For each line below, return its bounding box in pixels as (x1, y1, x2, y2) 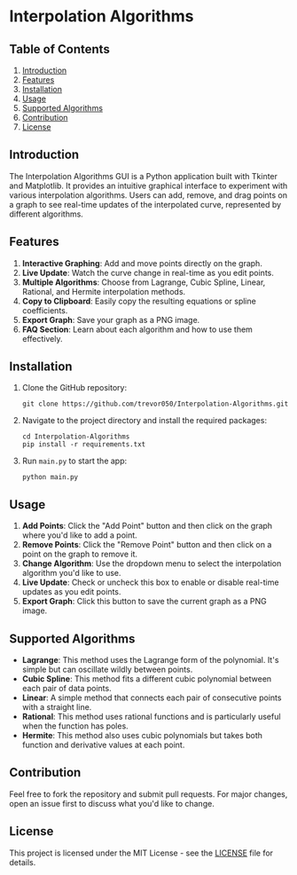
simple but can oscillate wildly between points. (21, 664, 193, 675)
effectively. (21, 333, 63, 343)
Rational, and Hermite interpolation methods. (21, 286, 186, 296)
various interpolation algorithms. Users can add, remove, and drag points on (9, 189, 288, 201)
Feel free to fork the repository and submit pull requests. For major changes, (9, 788, 288, 800)
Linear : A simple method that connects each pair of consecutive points (21, 692, 282, 703)
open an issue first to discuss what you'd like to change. (9, 798, 215, 808)
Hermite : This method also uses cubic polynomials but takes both (21, 730, 263, 741)
